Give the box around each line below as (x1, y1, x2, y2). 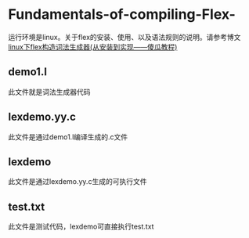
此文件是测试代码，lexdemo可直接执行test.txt (8, 222, 154, 232)
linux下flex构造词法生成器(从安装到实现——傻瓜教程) (8, 41, 178, 52)
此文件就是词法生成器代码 (8, 87, 91, 96)
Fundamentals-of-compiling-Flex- (8, 5, 236, 23)
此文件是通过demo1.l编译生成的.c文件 (8, 132, 128, 142)
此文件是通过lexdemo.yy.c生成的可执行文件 (8, 177, 147, 186)
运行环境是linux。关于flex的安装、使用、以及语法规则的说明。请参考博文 (8, 32, 241, 41)
